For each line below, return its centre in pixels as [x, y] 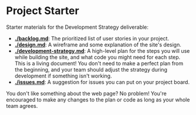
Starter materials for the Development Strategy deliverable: [77, 27]
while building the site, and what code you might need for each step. [97, 57]
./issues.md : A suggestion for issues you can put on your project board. [102, 82]
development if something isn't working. [63, 76]
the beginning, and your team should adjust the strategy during [91, 69]
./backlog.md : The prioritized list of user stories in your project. [92, 38]
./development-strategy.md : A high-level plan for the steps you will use [102, 50]
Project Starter [43, 11]
